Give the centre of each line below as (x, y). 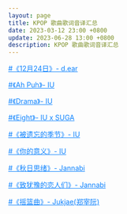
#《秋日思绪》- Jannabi (47, 168)
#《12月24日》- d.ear (43, 69)
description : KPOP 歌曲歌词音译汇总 (64, 45)
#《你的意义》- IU (37, 151)
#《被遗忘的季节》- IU (44, 135)
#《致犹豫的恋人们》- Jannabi (57, 185)
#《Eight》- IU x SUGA (41, 118)
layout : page (30, 15)
